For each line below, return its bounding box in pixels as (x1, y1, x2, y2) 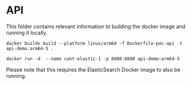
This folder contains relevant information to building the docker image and (6, 23, 186, 30)
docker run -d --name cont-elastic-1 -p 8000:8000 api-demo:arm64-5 (6, 56, 180, 62)
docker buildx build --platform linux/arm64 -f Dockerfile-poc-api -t (6, 40, 183, 46)
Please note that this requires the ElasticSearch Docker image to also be (6, 66, 181, 73)
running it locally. (6, 29, 48, 36)
